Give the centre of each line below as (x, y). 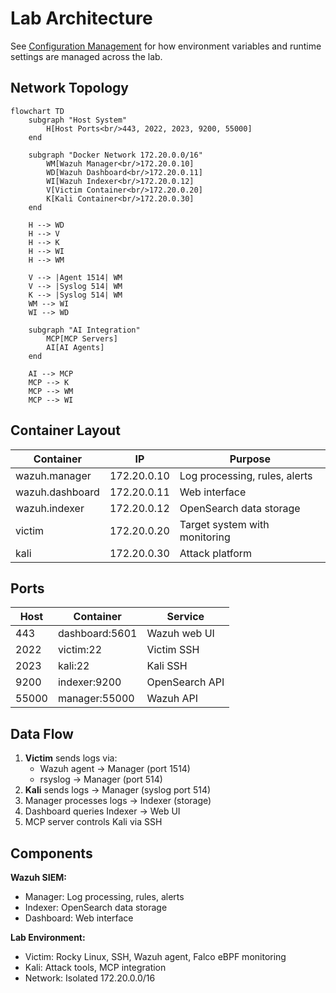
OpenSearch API (185, 682)
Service (185, 617)
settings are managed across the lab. (86, 56)
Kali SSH (167, 666)
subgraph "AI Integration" (84, 330)
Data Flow (42, 733)
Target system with (224, 524)
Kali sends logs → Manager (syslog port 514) (118, 790)
